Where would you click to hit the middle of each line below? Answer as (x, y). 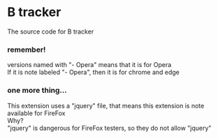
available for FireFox (36, 113)
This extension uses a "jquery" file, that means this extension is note (106, 105)
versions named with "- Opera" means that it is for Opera (89, 65)
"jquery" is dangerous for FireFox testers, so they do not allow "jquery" (109, 128)
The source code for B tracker (51, 31)
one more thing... (37, 90)
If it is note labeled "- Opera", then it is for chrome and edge (94, 72)
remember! (27, 50)
